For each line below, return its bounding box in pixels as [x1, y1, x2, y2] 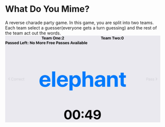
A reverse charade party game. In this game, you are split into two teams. [5, 20, 154, 25]
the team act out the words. [5, 30, 61, 36]
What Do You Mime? [5, 3, 90, 15]
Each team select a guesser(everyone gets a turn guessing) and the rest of [5, 25, 157, 30]
